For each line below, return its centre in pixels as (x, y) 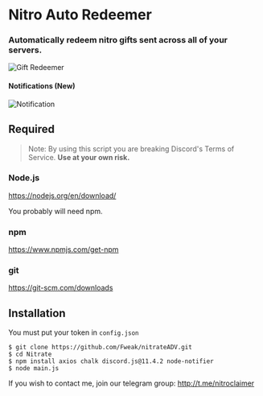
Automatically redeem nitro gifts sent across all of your (118, 40)
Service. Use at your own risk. (79, 157)
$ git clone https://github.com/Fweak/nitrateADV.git (101, 348)
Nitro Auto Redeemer (80, 15)
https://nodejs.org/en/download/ (62, 196)
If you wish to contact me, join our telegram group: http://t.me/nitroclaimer (131, 383)
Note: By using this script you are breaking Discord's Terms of (131, 148)
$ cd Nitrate (30, 355)
